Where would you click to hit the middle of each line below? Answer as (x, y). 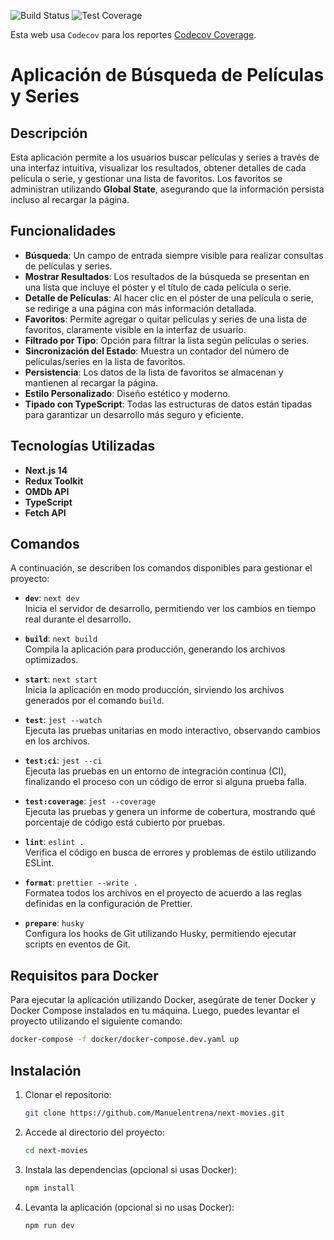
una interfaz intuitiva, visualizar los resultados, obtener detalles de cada (158, 168)
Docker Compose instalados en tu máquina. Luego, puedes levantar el (155, 1011)
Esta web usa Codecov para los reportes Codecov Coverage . (133, 34)
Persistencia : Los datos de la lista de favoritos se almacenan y (154, 372)
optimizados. (51, 660)
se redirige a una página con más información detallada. (140, 308)
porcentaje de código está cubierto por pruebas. (125, 822)
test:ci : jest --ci (63, 761)
